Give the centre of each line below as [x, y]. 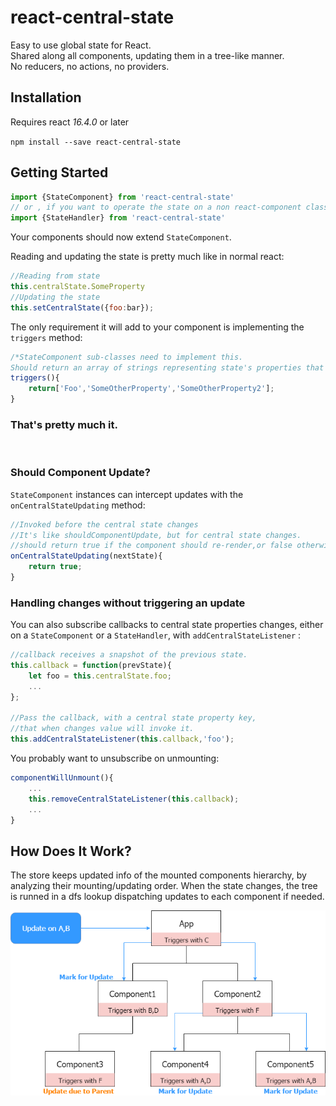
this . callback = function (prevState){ [91, 666]
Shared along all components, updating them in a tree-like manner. [147, 55]
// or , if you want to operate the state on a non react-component [156, 207]
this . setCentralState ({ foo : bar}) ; [82, 307]
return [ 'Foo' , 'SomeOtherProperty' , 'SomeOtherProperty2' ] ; [151, 389]
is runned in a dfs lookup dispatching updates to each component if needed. [167, 897]
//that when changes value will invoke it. [102, 729]
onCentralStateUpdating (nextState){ [86, 556]
